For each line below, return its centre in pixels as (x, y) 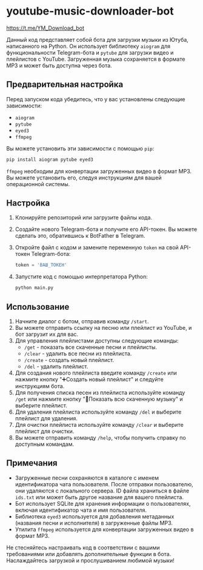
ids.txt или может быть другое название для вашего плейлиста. (99, 497)
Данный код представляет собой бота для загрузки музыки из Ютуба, (98, 39)
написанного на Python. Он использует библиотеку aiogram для (88, 46)
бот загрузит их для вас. (47, 334)
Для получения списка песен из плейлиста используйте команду (100, 393)
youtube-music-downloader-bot (90, 11)
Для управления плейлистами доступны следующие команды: (97, 340)
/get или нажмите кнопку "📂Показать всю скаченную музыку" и (99, 399)
